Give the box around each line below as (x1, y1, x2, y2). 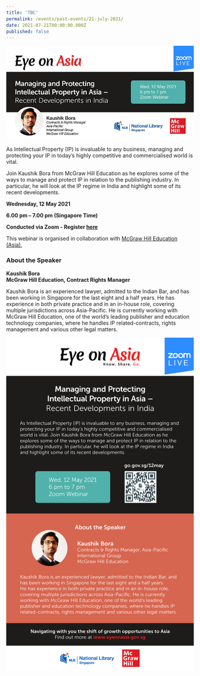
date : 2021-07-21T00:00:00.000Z (6, 22, 86, 28)
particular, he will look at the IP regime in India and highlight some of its (6, 182, 181, 190)
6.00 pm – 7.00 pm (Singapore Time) (6, 212, 98, 219)
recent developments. (6, 189, 60, 196)
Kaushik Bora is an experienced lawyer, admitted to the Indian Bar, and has (6, 288, 189, 295)
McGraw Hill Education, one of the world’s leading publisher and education (6, 313, 190, 320)
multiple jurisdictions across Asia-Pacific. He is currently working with (6, 307, 178, 314)
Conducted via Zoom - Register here (6, 223, 98, 230)
